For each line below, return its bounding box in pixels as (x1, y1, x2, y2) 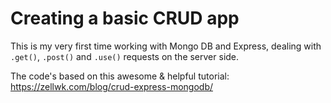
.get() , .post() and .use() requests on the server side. (10, 50, 240, 62)
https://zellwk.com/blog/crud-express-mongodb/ (10, 80, 213, 92)
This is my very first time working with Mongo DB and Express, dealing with (10, 40, 322, 52)
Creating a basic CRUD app (10, 7, 240, 30)
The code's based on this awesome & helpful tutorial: (10, 70, 230, 82)
